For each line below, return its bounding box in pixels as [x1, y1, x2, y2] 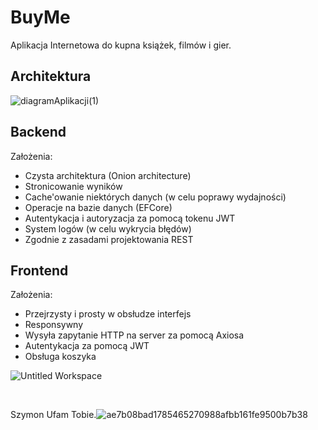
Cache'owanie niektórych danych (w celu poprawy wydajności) [24, 191, 287, 203]
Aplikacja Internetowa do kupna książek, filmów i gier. [10, 39, 232, 51]
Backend [10, 124, 67, 141]
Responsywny [24, 319, 84, 331]
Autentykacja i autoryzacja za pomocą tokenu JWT [24, 212, 236, 224]
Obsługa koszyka [24, 351, 97, 363]
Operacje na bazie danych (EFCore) [24, 201, 173, 213]
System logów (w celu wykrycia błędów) [24, 222, 192, 235]
